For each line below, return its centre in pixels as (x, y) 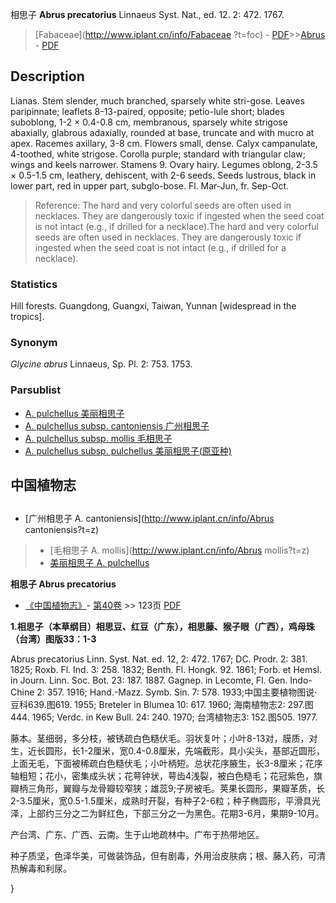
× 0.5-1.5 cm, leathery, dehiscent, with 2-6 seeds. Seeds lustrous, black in (163, 175)
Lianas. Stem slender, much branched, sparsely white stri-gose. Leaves (157, 100)
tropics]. (27, 317)
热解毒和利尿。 (41, 869)
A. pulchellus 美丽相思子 (74, 413)
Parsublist (36, 390)
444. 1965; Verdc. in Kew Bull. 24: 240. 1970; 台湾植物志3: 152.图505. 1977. (164, 717)
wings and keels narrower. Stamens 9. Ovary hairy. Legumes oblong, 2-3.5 (164, 164)
